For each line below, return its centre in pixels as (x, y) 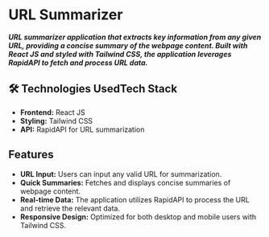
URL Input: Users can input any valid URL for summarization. (121, 174)
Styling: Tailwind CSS (56, 121)
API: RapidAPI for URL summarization (82, 129)
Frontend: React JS (53, 112)
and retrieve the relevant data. (70, 208)
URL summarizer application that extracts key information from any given (135, 37)
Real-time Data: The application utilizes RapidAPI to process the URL (134, 199)
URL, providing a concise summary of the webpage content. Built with (128, 45)
